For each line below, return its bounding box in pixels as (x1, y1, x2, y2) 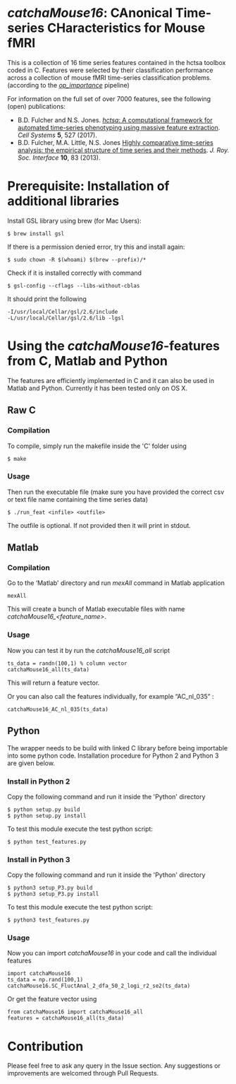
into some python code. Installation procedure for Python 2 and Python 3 (7, 751, 219, 760)
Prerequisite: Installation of (7, 178, 170, 194)
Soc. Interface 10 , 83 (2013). (17, 153, 101, 162)
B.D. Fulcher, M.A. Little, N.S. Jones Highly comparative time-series (17, 138, 213, 146)
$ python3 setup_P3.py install (7, 890, 99, 898)
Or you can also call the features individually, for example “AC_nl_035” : (7, 692, 214, 700)
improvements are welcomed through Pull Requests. (7, 1069, 159, 1078)
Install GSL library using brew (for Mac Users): (7, 216, 142, 225)
